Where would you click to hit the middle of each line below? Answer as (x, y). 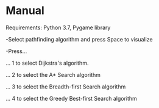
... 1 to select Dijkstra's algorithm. (47, 63)
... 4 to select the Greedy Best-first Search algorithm (72, 98)
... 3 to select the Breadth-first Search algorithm (66, 87)
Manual (25, 11)
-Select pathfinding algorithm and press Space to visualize (79, 39)
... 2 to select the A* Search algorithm (53, 74)
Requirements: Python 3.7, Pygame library (58, 27)
